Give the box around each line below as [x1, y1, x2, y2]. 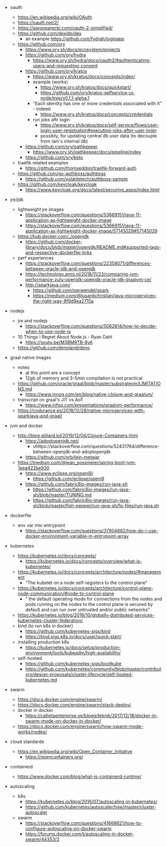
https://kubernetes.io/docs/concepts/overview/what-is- [25, 558, 142, 564]
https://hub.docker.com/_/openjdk [17, 233, 89, 239]
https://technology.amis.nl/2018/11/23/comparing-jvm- [25, 271, 140, 277]
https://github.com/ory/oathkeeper [25, 144, 98, 149]
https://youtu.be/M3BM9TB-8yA [25, 340, 93, 345]
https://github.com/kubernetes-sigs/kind [25, 628, 111, 634]
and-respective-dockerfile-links [25, 250, 92, 255]
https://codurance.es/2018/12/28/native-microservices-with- [17, 408, 146, 413]
